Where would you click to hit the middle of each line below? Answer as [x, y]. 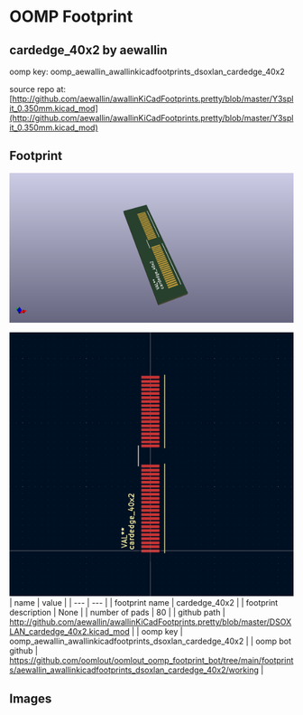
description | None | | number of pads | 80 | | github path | [117, 613]
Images [31, 698]
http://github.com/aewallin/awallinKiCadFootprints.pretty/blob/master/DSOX [151, 622]
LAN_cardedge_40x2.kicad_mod [70, 632]
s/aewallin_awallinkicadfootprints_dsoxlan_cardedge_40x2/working [134, 670]
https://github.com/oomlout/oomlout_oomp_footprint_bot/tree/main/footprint [151, 661]
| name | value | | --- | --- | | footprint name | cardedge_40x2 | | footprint [144, 603]
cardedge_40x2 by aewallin [89, 50]
